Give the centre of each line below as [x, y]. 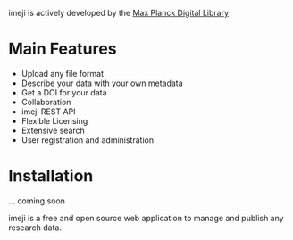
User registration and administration [87, 140]
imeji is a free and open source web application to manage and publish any [146, 218]
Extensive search [53, 130]
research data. [35, 228]
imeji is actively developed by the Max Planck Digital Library [119, 13]
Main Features [63, 49]
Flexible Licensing [54, 120]
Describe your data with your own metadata [102, 83]
